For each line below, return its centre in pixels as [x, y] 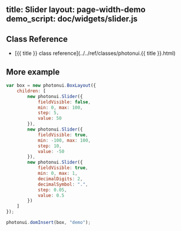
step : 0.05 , [52, 190]
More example [33, 72]
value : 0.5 [51, 195]
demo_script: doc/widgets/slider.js [72, 19]
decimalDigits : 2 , [60, 179]
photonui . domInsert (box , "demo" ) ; [49, 223]
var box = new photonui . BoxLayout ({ [51, 86]
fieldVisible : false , [64, 102]
